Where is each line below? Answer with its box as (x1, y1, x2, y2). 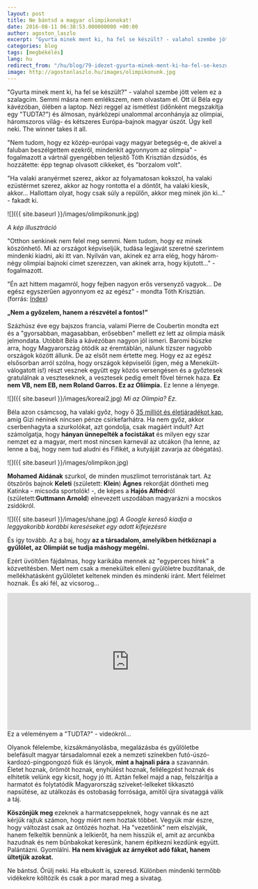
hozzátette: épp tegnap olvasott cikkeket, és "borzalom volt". (7, 160, 182, 169)
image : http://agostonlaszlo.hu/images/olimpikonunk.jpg (7, 68, 176, 75)
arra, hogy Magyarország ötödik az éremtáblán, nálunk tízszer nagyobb (7, 343, 212, 352)
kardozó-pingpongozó (7, 757, 72, 766)
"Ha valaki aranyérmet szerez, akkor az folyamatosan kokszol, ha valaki (7, 173, 212, 182)
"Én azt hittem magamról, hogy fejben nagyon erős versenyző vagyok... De (7, 279, 222, 288)
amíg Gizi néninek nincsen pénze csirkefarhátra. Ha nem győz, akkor (7, 415, 204, 424)
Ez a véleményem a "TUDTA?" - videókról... (7, 729, 131, 738)
